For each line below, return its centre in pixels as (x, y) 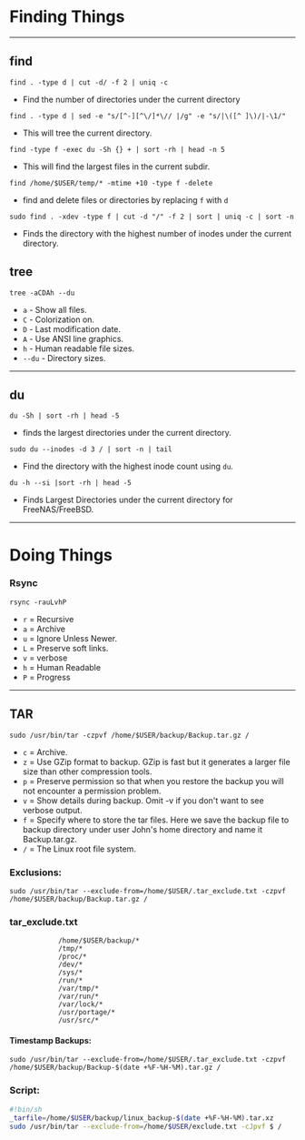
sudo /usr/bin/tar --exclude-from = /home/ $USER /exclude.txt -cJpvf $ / (146, 1126)
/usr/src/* (79, 1021)
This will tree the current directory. (87, 133)
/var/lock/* (80, 1004)
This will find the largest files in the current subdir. (116, 166)
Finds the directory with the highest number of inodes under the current (157, 233)
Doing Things (61, 555)
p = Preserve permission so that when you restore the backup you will (153, 781)
